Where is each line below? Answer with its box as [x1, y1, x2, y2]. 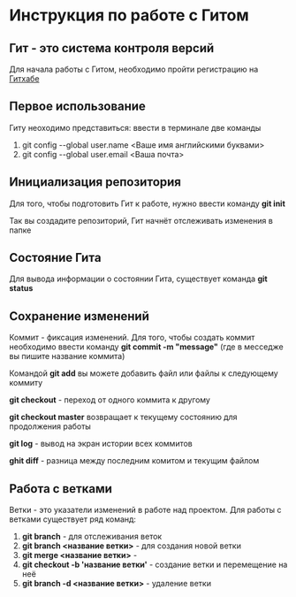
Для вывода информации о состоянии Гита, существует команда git [9, 273, 268, 284]
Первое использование [9, 99, 146, 114]
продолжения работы [9, 421, 91, 432]
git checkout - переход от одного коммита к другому [9, 394, 210, 405]
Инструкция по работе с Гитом [9, 5, 249, 26]
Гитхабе [9, 73, 40, 84]
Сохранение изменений [9, 309, 150, 324]
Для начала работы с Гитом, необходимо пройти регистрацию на [9, 64, 259, 74]
